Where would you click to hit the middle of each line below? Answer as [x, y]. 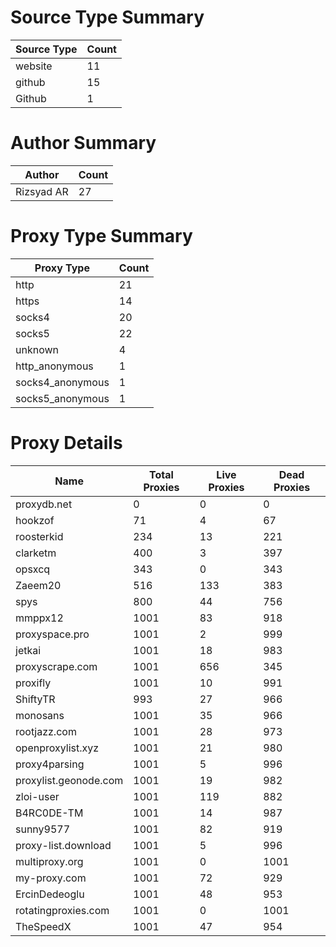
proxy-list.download [63, 845]
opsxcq [33, 569]
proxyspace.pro [52, 634]
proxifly [33, 683]
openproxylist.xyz [57, 748]
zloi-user [37, 796]
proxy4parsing [50, 764]
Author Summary [83, 143]
